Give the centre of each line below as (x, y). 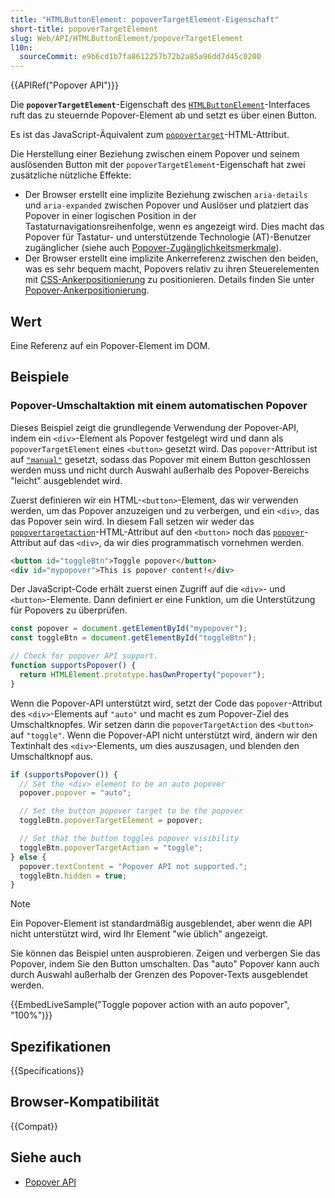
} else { (28, 857)
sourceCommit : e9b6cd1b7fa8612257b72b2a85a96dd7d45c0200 (140, 57)
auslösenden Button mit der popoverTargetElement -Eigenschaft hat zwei (158, 165)
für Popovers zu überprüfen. (69, 610)
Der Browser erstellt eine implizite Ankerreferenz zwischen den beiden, (171, 258)
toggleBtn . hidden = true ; (73, 876)
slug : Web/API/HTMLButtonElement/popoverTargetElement (127, 38)
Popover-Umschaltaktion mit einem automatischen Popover (159, 406)
